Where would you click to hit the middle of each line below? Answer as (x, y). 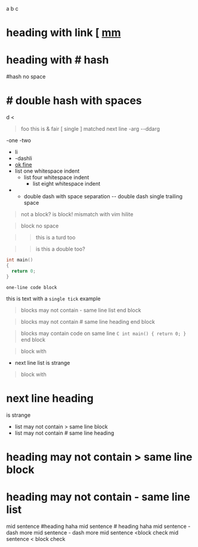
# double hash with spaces (74, 101)
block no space (40, 226)
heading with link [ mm (64, 33)
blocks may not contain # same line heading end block (88, 321)
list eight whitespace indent (66, 184)
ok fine (23, 165)
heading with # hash (58, 60)
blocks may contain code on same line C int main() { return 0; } (103, 333)
